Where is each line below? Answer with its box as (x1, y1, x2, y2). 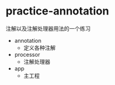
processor (14, 51, 41, 58)
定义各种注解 (23, 44, 56, 51)
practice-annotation (5, 4, 110, 18)
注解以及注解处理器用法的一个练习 (5, 25, 91, 32)
